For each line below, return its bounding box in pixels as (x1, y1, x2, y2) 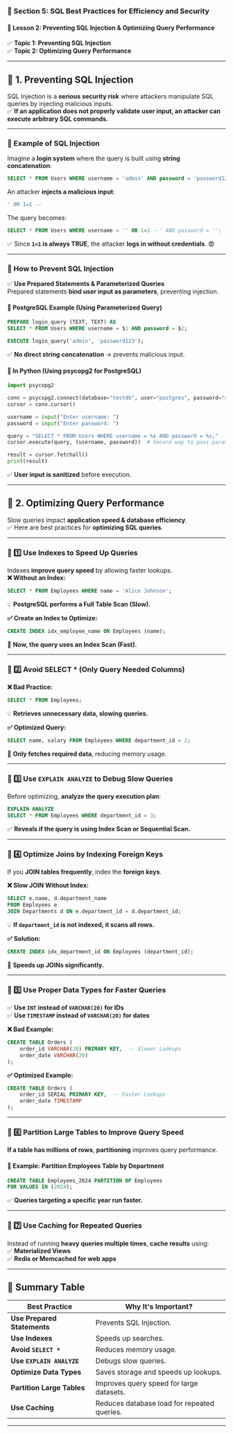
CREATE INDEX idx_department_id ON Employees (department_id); (7, 948, 194, 955)
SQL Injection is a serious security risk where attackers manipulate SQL (7, 92, 214, 100)
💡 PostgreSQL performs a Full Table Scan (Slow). (7, 600, 151, 609)
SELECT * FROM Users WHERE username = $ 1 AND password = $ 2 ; (7, 325, 188, 332)
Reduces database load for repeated (95, 1398, 215, 1408)
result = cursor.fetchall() (7, 451, 89, 459)
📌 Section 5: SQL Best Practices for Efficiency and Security (7, 6, 209, 16)
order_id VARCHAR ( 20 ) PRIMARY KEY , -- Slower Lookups (19, 1045, 182, 1052)
